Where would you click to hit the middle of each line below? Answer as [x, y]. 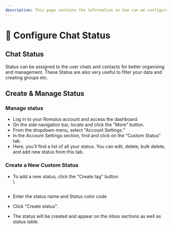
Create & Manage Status [45, 93]
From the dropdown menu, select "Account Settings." [69, 130]
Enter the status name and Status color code [60, 196]
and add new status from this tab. [48, 152]
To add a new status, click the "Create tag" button [66, 176]
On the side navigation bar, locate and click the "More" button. [79, 125]
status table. [26, 221]
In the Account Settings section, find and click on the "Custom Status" [87, 136]
